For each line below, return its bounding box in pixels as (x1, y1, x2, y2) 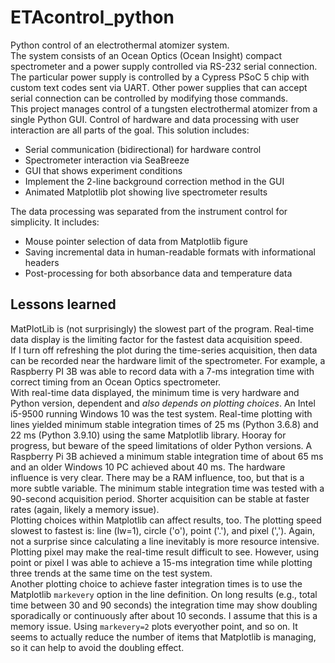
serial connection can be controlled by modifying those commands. (10, 92, 288, 104)
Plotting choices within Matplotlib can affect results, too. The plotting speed (10, 514, 322, 526)
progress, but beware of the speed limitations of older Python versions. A (10, 439, 313, 451)
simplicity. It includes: (10, 216, 100, 228)
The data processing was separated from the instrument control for (10, 205, 288, 217)
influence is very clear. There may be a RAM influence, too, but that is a (10, 471, 305, 483)
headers (24, 256, 60, 268)
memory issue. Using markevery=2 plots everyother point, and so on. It (10, 620, 298, 632)
